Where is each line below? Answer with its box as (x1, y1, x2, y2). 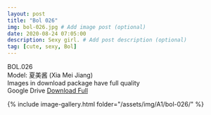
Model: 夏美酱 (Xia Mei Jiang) (7, 71, 94, 79)
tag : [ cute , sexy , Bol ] (7, 43, 77, 50)
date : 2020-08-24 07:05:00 (7, 30, 87, 37)
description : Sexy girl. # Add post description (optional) (7, 37, 188, 44)
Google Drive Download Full (7, 86, 89, 95)
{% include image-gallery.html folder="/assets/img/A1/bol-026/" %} (7, 100, 204, 108)
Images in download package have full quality (7, 79, 141, 87)
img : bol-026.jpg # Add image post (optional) (7, 23, 146, 30)
